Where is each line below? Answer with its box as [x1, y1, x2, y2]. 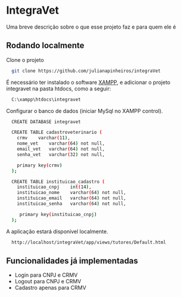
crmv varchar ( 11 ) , [17, 135, 70, 141]
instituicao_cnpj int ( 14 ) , [17, 184, 92, 190]
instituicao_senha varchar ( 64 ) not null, [17, 201, 127, 207]
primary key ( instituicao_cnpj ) [19, 211, 97, 217]
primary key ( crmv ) [17, 162, 62, 168]
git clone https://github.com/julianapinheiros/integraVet [11, 68, 161, 74]
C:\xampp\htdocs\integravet [11, 96, 81, 102]
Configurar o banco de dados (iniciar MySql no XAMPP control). [6, 107, 164, 114]
